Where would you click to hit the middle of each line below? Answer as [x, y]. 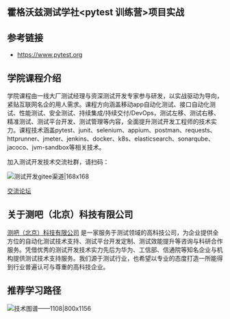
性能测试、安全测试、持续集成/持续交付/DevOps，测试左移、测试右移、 [119, 113]
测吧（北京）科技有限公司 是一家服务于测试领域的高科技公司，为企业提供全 [113, 233]
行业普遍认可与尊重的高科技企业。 [61, 267]
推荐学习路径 [34, 291]
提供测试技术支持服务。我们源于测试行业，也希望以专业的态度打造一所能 [115, 258]
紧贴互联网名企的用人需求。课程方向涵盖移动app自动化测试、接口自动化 [108, 104]
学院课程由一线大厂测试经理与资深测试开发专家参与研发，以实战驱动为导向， [115, 96]
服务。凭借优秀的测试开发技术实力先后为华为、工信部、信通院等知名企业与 [112, 250]
